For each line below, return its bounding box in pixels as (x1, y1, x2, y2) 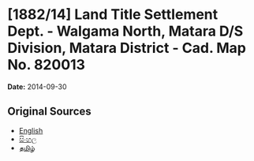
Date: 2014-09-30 (7, 81, 68, 92)
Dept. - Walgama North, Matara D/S (7, 22, 244, 40)
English (18, 125, 43, 135)
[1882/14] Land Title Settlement (7, 6, 219, 24)
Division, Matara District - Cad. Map (7, 39, 246, 57)
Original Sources (7, 105, 92, 118)
